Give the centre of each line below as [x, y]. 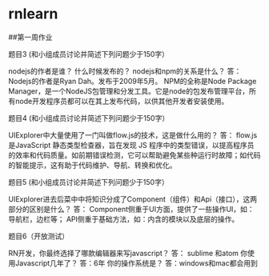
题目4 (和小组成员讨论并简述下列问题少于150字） [89, 118]
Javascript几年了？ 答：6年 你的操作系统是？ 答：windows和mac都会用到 [136, 263]
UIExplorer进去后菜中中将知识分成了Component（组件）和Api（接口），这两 [133, 199]
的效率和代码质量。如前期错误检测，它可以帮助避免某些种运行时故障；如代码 [134, 155]
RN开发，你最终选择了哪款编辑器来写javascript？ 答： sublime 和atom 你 [128, 253]
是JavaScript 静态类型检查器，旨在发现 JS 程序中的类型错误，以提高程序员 [131, 145]
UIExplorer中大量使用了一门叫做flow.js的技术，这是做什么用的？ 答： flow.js [133, 135]
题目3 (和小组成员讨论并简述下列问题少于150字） [89, 54]
